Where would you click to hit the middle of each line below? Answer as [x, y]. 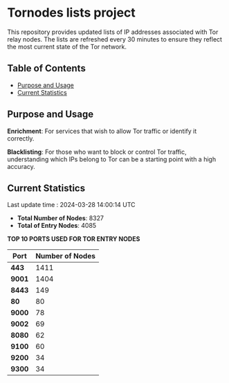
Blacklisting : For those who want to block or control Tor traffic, [97, 152]
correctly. [21, 138]
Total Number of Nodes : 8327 [60, 218]
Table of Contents [47, 68]
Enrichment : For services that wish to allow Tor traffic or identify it [102, 131]
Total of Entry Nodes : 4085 [57, 226]
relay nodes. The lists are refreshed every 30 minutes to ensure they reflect [115, 39]
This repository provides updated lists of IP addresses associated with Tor [113, 32]
